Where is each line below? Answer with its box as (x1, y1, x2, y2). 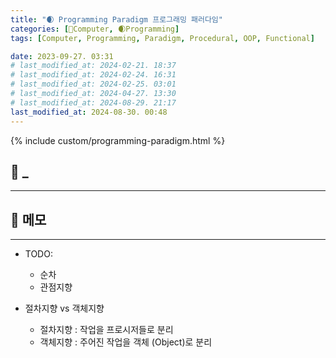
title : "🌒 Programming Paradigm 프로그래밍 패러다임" (10, 14, 223, 25)
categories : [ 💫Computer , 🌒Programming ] (10, 24, 180, 34)
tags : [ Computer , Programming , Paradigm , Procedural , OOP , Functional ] (10, 33, 315, 43)
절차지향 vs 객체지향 (24, 302, 105, 315)
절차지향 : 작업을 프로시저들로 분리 (39, 324, 174, 336)
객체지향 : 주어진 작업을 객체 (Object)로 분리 (39, 336, 213, 348)
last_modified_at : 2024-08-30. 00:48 (10, 107, 168, 117)
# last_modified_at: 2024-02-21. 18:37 (10, 61, 177, 71)
